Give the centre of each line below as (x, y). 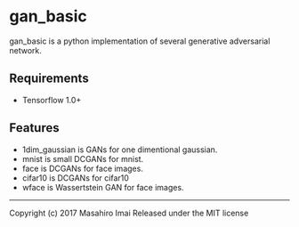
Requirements (49, 79)
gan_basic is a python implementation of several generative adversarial (140, 41)
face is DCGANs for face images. (83, 168)
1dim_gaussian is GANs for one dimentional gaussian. (120, 150)
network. (26, 50)
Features (34, 128)
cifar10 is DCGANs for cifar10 (75, 178)
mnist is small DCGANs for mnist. (83, 158)
